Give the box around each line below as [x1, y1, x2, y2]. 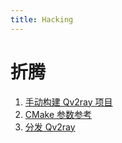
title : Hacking [10, 14, 74, 25]
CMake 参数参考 [24, 108, 92, 120]
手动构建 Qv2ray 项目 [24, 96, 113, 108]
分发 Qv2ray [24, 121, 76, 133]
